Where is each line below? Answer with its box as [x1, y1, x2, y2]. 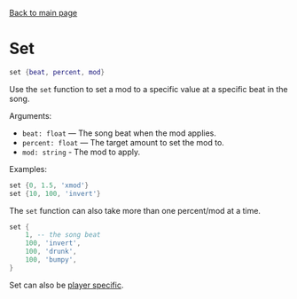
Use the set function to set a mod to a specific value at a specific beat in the [9, 83, 288, 94]
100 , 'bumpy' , [25, 256, 77, 264]
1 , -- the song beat [25, 231, 101, 240]
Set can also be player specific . [9, 279, 124, 290]
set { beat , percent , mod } [9, 67, 105, 76]
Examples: [9, 163, 47, 174]
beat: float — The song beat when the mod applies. [21, 128, 217, 138]
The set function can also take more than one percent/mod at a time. [9, 205, 262, 216]
